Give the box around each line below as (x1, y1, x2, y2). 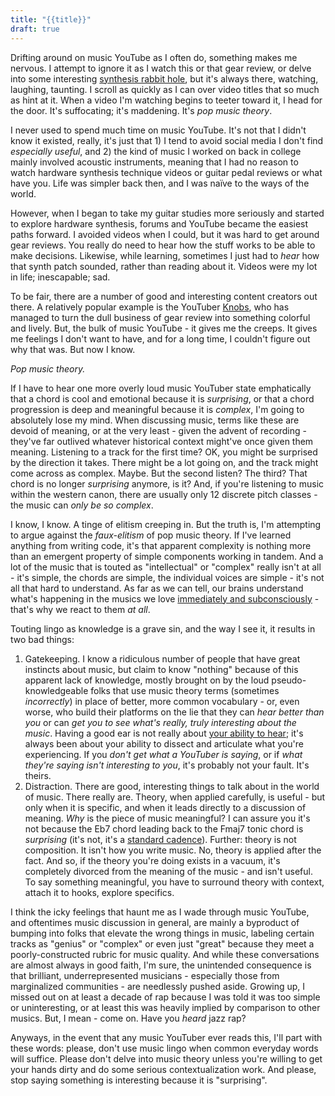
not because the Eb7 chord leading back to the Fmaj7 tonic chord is (24, 822, 304, 835)
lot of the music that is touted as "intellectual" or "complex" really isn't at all (10, 561, 322, 573)
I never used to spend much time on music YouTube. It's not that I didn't (10, 124, 307, 136)
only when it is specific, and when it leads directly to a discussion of (24, 801, 307, 813)
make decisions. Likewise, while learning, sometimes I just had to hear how (10, 249, 320, 261)
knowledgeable (24, 684, 89, 696)
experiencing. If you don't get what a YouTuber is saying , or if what (24, 748, 303, 760)
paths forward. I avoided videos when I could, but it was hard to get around (10, 228, 320, 240)
